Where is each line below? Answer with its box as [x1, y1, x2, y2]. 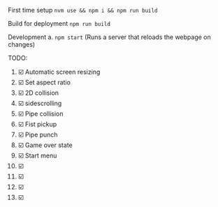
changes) [8, 40, 36, 48]
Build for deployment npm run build [8, 20, 111, 27]
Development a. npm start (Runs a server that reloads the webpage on [8, 33, 212, 41]
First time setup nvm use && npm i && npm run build [8, 6, 158, 14]
